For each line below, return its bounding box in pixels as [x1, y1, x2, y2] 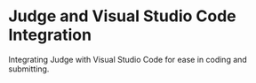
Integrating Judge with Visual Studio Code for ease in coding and [8, 54, 248, 64]
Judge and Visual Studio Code [8, 6, 236, 26]
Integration [8, 25, 92, 45]
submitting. [8, 64, 50, 74]
